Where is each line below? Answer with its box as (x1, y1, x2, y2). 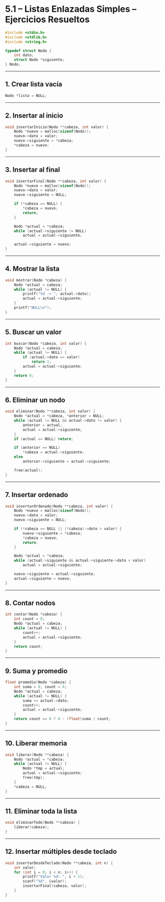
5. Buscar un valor (5, 328, 62, 337)
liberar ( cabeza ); (14, 825, 50, 830)
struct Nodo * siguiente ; (14, 58, 65, 62)
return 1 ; (31, 359, 52, 365)
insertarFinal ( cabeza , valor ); (23, 883, 87, 889)
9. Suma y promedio (5, 667, 68, 675)
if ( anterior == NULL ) (14, 445, 60, 450)
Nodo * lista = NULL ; (5, 93, 48, 98)
